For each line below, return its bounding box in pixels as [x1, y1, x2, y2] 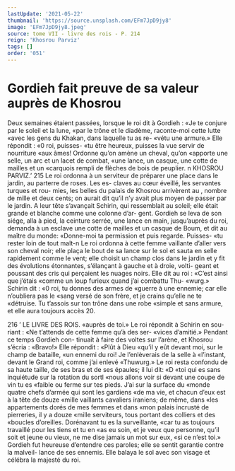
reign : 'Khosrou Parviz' [7, 37, 80, 44]
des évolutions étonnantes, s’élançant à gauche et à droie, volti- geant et [7, 261, 219, 269]
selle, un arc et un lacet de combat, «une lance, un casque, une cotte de [7, 156, 217, 165]
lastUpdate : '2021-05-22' [7, 10, 83, 18]
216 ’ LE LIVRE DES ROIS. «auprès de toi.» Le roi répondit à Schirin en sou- [7, 320, 224, 329]
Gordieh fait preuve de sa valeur [7, 81, 199, 96]
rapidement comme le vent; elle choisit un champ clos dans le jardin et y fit [7, 254, 225, 262]
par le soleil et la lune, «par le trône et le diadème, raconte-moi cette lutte [7, 126, 221, 134]
